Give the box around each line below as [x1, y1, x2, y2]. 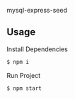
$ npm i [6, 58, 30, 65]
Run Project [6, 71, 41, 79]
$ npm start [6, 84, 42, 92]
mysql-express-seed [6, 6, 68, 14]
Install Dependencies [6, 45, 68, 53]
